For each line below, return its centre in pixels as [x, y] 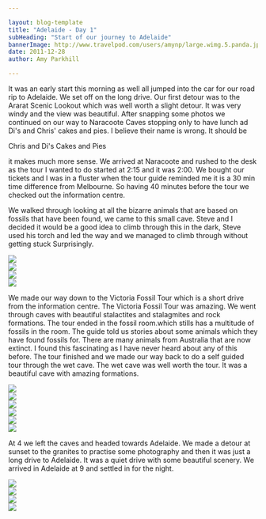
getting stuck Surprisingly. [51, 244]
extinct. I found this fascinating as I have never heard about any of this [123, 348]
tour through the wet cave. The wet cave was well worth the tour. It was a [128, 365]
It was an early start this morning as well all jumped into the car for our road [132, 89]
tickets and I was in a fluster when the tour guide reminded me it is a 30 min [132, 178]
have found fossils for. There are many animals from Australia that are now [129, 340]
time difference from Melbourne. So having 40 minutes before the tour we [129, 186]
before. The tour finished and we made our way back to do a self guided [126, 356]
